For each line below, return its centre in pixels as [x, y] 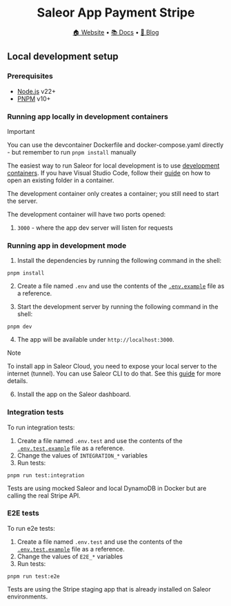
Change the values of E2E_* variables [70, 556]
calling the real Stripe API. [44, 496]
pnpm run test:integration [46, 475]
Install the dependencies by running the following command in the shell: [119, 261]
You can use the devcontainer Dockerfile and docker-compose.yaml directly [115, 145]
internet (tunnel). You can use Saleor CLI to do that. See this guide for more [114, 373]
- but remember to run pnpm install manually [72, 152]
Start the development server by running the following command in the [118, 307]
